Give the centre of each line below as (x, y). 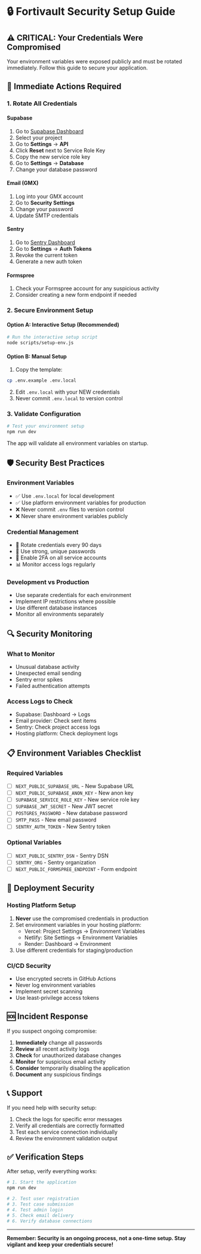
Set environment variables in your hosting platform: (78, 924)
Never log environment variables (55, 985)
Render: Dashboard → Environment (67, 943)
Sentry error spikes (39, 680)
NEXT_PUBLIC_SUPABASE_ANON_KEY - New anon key (74, 793)
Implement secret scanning (49, 991)
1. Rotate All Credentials (42, 104)
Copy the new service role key (53, 157)
